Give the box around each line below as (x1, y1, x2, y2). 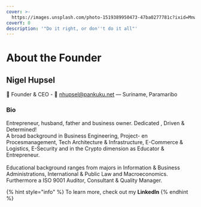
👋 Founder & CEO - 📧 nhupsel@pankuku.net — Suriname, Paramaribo (6, 91, 178, 98)
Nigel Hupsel (6, 75, 56, 85)
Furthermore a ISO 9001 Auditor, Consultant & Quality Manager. (6, 176, 163, 184)
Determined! (6, 126, 37, 133)
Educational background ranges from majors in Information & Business (6, 164, 181, 171)
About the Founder (6, 51, 102, 65)
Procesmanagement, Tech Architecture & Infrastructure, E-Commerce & (6, 138, 184, 145)
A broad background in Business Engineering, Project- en (6, 132, 148, 139)
